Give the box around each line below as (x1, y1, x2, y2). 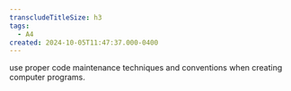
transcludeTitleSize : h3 (9, 12, 102, 22)
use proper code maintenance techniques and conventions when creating (9, 62, 283, 73)
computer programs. (9, 72, 85, 83)
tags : (9, 21, 30, 30)
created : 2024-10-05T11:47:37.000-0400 (9, 37, 159, 47)
